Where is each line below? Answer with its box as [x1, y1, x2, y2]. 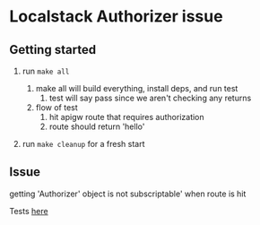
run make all [22, 65, 70, 76]
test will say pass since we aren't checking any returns [48, 92, 252, 103]
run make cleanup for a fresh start [22, 139, 145, 149]
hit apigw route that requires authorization [48, 112, 204, 122]
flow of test [35, 102, 78, 113]
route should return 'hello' [48, 121, 145, 132]
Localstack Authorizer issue [9, 6, 223, 27]
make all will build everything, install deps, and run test [35, 83, 238, 93]
